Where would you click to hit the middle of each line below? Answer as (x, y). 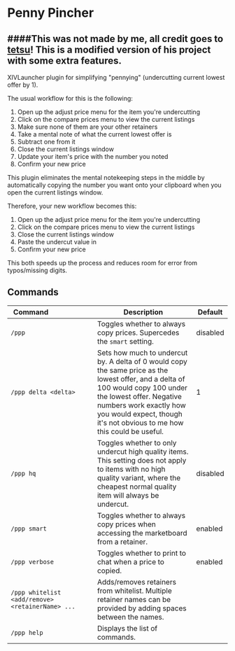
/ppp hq (23, 473)
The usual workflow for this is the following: (70, 98)
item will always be (128, 495)
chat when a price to (130, 561)
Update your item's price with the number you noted (93, 156)
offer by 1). (23, 85)
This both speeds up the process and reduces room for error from (102, 263)
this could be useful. (130, 431)
